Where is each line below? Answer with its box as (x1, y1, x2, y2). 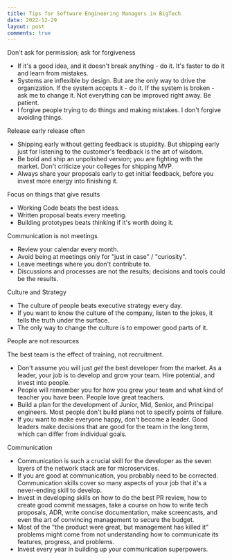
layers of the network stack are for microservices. (17, 464, 160, 473)
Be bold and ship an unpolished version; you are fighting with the (17, 155, 203, 163)
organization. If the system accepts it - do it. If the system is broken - (17, 84, 215, 92)
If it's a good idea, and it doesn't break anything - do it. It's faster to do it (17, 62, 225, 70)
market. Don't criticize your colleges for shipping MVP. (17, 162, 174, 170)
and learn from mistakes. (17, 69, 89, 78)
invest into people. (17, 379, 71, 387)
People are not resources (7, 337, 80, 345)
